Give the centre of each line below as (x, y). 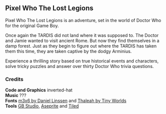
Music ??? (16, 95)
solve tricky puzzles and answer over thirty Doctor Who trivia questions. (79, 66)
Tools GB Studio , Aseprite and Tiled (42, 106)
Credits (14, 79)
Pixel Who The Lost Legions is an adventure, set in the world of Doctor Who (83, 20)
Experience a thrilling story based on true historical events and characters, (82, 61)
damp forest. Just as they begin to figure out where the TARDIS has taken (81, 46)
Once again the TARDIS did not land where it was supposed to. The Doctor (82, 35)
